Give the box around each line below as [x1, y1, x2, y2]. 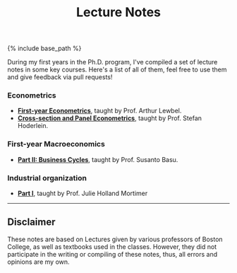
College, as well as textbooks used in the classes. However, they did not [7, 242, 217, 251]
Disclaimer [7, 216, 56, 228]
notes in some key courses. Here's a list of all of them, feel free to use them [7, 65, 227, 74]
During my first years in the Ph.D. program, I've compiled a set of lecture [7, 58, 218, 66]
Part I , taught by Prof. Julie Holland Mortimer [17, 189, 148, 198]
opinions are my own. [7, 257, 70, 266]
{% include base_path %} [7, 44, 82, 53]
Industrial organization [7, 173, 87, 182]
